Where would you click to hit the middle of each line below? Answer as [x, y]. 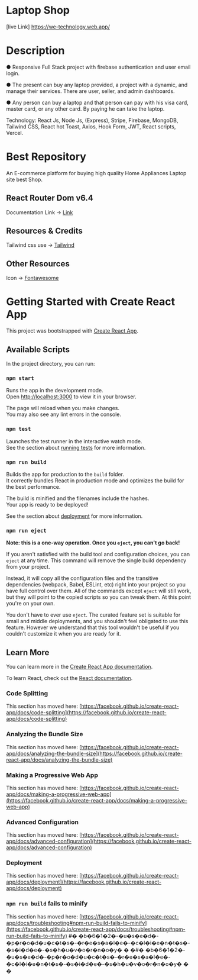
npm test [19, 429]
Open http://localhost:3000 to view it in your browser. [72, 396]
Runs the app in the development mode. [55, 391]
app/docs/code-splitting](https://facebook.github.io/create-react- [86, 713]
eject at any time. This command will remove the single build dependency [96, 560]
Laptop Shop [38, 10]
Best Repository [46, 157]
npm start [20, 378]
